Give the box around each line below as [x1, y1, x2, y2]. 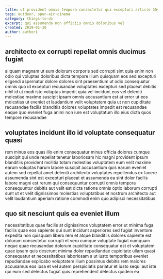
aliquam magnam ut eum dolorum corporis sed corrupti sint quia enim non [5, 68, 154, 74]
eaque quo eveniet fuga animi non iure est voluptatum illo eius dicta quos [5, 109, 151, 115]
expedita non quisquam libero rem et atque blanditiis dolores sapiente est [5, 232, 152, 238]
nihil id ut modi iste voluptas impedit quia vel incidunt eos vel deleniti [5, 88, 142, 95]
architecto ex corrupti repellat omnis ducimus [5, 48, 146, 56]
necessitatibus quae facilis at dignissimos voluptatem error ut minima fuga [5, 222, 154, 228]
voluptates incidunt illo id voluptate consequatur [5, 129, 155, 137]
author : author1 [5, 30, 38, 34]
